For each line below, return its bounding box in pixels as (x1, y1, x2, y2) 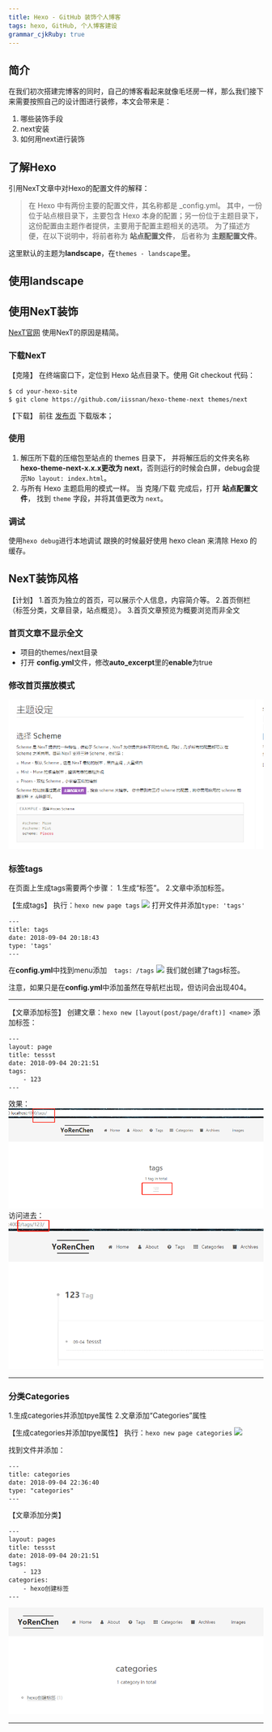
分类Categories (8, 1390, 70, 1401)
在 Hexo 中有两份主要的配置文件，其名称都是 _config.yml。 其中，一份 (28, 201, 263, 210)
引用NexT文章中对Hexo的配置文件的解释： (8, 184, 150, 193)
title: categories (8, 1470, 70, 1479)
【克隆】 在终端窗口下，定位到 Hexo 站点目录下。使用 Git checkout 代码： (8, 370, 256, 379)
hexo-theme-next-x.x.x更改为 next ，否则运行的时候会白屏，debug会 (19, 463, 253, 473)
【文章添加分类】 (8, 1509, 66, 1519)
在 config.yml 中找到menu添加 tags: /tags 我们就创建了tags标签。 (8, 965, 244, 975)
